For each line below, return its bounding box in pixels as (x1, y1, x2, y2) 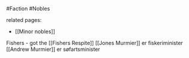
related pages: (6, 17, 42, 23)
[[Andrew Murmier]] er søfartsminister (6, 46, 100, 53)
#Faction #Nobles (6, 5, 50, 12)
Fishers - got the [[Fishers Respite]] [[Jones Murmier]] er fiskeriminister (6, 40, 184, 46)
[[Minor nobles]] (14, 28, 56, 35)
